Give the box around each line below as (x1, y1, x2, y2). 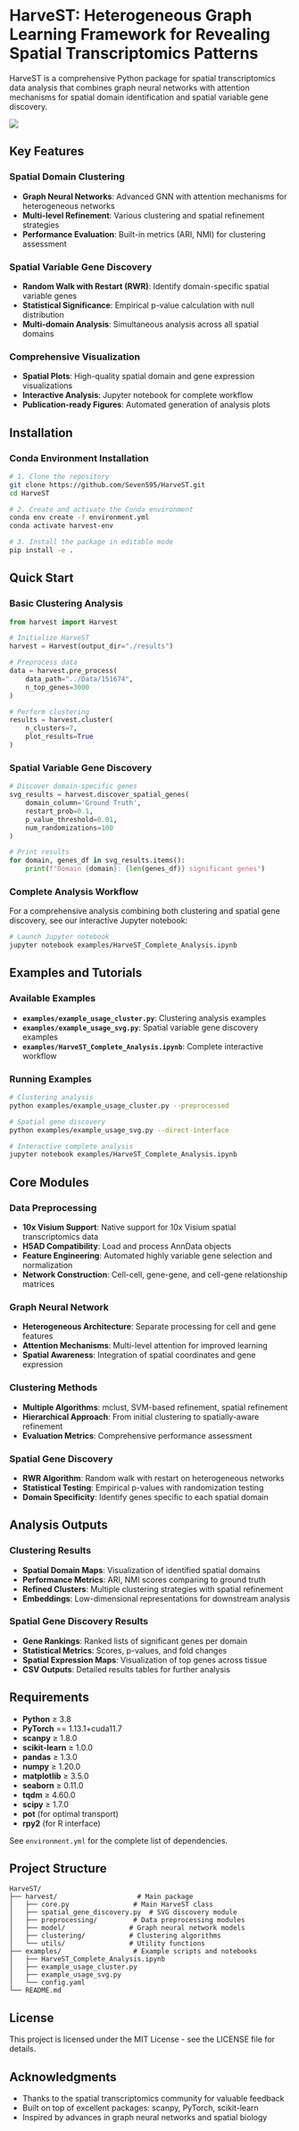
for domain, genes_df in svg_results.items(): (9, 856, 186, 866)
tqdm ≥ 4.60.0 (21, 1789, 76, 1800)
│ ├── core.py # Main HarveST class (9, 1900, 214, 1910)
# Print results (9, 848, 70, 857)
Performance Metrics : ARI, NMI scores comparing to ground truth (21, 1574, 266, 1585)
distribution (21, 309, 65, 319)
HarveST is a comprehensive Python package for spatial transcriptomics (9, 72, 276, 83)
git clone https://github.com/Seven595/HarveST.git (9, 480, 205, 489)
